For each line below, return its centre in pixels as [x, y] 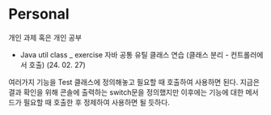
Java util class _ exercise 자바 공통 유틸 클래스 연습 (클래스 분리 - [124, 54]
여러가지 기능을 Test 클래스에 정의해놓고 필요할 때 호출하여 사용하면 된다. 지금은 [134, 82]
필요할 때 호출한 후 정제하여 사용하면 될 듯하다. [96, 102]
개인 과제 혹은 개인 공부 [45, 37]
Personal [39, 14]
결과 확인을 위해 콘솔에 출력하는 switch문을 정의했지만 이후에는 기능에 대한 [126, 92]
